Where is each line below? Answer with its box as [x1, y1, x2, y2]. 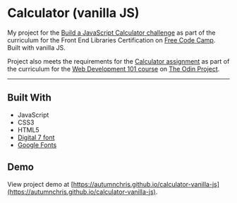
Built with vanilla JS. [7, 43, 66, 52]
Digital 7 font [17, 133, 55, 141]
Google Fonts [17, 140, 57, 149]
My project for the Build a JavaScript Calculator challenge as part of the [7, 28, 217, 37]
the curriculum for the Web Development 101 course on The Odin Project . [7, 64, 220, 73]
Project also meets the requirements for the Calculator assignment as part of [7, 57, 230, 65]
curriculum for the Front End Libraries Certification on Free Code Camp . [7, 35, 216, 44]
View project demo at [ [7, 180, 74, 188]
